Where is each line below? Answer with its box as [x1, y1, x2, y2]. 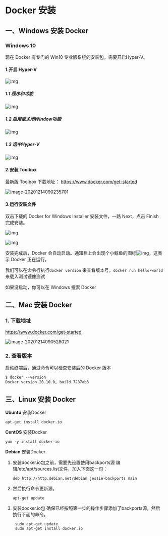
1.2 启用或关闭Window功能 [5, 116, 62, 122]
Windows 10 [5, 42, 36, 49]
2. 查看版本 [5, 352, 32, 359]
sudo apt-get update [15, 521, 58, 526]
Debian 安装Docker [5, 448, 46, 454]
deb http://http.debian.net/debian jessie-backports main [12, 476, 137, 481]
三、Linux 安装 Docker [5, 395, 76, 404]
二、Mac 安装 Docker [5, 300, 72, 309]
